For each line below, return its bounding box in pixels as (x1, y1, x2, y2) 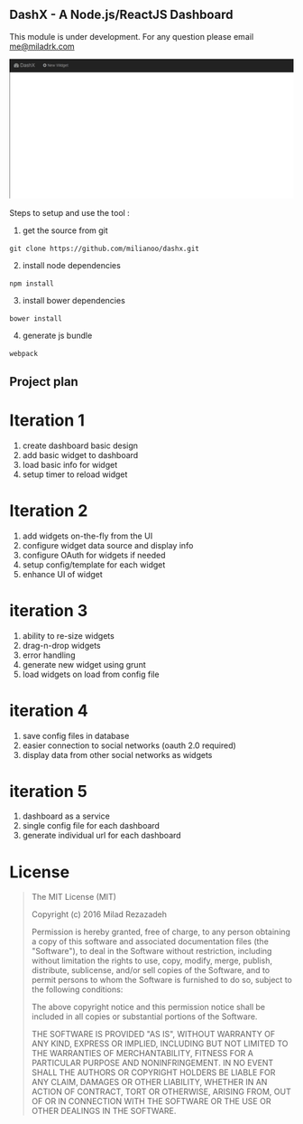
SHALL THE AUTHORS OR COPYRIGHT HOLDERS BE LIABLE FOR (31, 1067, 276, 1078)
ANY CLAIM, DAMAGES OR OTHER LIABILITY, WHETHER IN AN (31, 1077, 268, 1088)
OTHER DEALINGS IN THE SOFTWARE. (31, 1106, 177, 1117)
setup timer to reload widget (22, 469, 128, 480)
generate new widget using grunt (22, 659, 146, 670)
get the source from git (22, 225, 108, 236)
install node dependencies (22, 260, 122, 271)
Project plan (9, 374, 78, 389)
